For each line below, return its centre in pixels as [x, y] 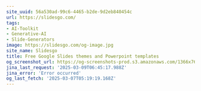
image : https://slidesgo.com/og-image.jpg [60, 45]
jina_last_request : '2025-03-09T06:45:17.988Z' [67, 67]
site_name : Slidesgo [32, 51]
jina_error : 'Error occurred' [44, 73]
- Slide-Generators [31, 40]
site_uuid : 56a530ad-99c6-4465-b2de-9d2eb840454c [69, 12]
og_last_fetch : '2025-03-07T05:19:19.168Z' [61, 78]
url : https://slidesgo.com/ [41, 17]
